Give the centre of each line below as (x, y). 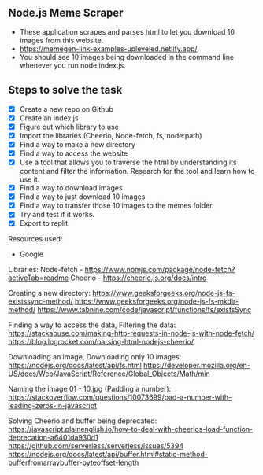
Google (31, 254)
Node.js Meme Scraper (66, 13)
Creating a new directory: (49, 293)
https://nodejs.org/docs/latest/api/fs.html (75, 366)
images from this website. (61, 40)
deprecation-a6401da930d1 (53, 438)
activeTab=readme (39, 278)
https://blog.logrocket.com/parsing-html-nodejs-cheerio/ (101, 342)
